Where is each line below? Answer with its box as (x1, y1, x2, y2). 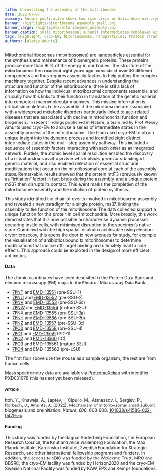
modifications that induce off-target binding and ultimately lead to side (5, 242, 146, 248)
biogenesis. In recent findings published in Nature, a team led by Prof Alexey (5, 119, 158, 125)
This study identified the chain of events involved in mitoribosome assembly (5, 195, 157, 202)
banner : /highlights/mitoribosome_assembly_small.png (5, 20, 116, 26)
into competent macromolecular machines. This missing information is (5, 98, 146, 105)
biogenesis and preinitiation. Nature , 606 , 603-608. (5, 407, 108, 413)
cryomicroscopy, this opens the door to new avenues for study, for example (5, 232, 157, 238)
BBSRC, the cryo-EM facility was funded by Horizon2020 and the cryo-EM (5, 460, 154, 466)
